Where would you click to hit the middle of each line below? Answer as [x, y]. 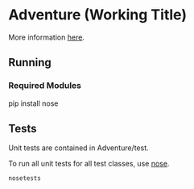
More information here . [46, 37]
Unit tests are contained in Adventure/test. [78, 148]
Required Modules [45, 86]
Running [30, 63]
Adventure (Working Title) [98, 15]
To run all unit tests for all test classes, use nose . [89, 164]
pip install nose [33, 103]
